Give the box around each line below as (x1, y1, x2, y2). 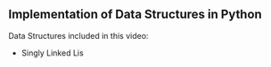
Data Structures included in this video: (8, 30, 149, 41)
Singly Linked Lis (21, 48, 84, 58)
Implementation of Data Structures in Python (8, 7, 262, 22)
